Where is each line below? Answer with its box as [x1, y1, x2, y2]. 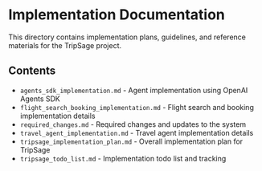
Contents [8, 64, 56, 78]
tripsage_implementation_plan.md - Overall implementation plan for [19, 136, 244, 146]
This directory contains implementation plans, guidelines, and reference [8, 32, 247, 42]
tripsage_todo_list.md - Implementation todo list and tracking [19, 153, 227, 163]
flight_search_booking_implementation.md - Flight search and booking [19, 102, 255, 112]
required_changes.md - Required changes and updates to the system [19, 119, 247, 129]
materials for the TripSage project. [8, 40, 122, 50]
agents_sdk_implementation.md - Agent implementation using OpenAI [19, 85, 248, 95]
